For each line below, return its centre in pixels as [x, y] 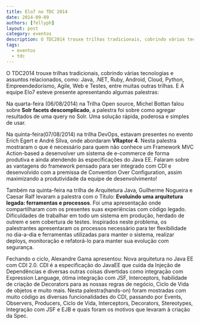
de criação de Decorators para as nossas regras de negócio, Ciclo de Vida [98, 284]
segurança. [20, 247]
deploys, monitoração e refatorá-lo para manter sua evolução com [87, 241]
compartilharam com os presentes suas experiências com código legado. [96, 209]
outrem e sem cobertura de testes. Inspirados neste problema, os [86, 222]
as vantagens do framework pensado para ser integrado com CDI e [89, 166]
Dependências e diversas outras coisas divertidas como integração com [95, 271]
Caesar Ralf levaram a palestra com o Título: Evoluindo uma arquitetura [95, 196]
